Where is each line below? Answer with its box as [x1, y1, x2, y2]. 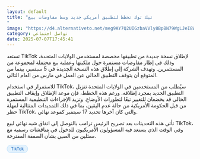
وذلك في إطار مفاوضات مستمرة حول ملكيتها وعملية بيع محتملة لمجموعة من [7, 59, 174, 66]
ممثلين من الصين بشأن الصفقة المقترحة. [7, 132, 97, 139]
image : [7, 25, 23, 31]
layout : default [7, 8, 47, 15]
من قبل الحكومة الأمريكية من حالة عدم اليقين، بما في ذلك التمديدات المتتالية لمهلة [7, 102, 186, 109]
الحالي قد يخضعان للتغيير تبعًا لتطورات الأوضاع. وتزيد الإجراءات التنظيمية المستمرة [7, 96, 187, 103]
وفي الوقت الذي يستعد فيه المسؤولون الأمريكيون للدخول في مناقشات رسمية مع [7, 126, 183, 133]
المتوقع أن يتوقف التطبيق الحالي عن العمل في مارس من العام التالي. [7, 72, 158, 78]
